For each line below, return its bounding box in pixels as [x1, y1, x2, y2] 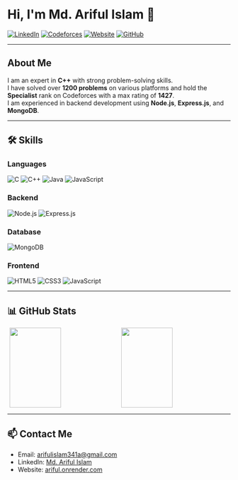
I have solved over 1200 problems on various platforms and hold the [7, 83, 208, 92]
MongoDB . [7, 106, 40, 114]
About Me [7, 57, 52, 70]
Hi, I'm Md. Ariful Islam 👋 [7, 6, 155, 23]
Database [7, 227, 41, 236]
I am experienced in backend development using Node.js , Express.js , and [7, 99, 225, 107]
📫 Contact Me [7, 427, 73, 440]
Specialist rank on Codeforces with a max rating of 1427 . [7, 91, 175, 99]
